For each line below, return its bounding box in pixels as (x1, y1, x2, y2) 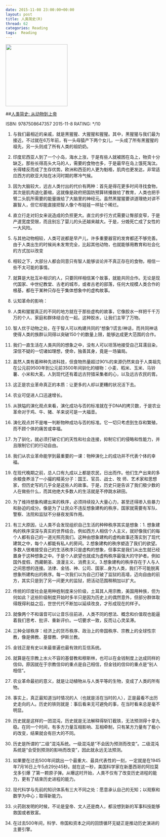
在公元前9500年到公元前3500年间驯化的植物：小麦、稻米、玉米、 (12, 365, 147, 371)
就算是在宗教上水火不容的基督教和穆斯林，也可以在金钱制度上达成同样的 (12, 655, 160, 661)
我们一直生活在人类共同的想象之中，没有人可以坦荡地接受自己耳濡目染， (12, 342, 160, 348)
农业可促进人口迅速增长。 (12, 392, 65, 398)
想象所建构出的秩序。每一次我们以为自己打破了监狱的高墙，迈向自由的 (12, 572, 156, 577)
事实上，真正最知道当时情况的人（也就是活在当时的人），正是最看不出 (12, 695, 154, 701)
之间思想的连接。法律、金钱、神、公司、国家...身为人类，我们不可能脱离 (12, 565, 160, 571)
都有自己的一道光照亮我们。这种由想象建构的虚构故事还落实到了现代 (21, 534, 160, 540)
